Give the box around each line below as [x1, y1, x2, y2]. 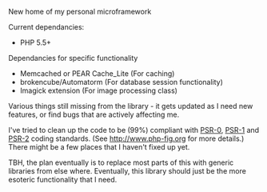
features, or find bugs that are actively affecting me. [8, 110, 180, 119]
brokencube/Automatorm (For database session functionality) [19, 78, 224, 86]
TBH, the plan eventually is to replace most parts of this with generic [8, 158, 234, 167]
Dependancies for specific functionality [8, 54, 138, 62]
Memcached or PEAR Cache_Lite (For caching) [19, 69, 175, 78]
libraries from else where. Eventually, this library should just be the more [8, 166, 246, 175]
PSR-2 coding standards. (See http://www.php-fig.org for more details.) [8, 134, 245, 143]
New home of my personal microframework [8, 7, 152, 16]
